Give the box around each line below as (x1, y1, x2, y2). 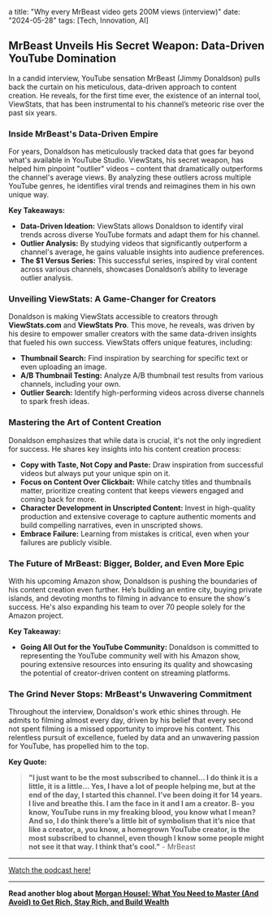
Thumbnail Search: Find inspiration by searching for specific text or (19, 353, 249, 363)
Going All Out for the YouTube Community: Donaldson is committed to (19, 642, 259, 652)
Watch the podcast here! (8, 865, 91, 875)
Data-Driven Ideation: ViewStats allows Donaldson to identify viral (19, 221, 244, 231)
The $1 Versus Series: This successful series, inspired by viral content (19, 256, 258, 266)
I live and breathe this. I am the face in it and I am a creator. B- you (28, 799, 254, 809)
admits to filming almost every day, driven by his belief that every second (8, 715, 253, 726)
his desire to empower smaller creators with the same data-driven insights (8, 329, 258, 339)
